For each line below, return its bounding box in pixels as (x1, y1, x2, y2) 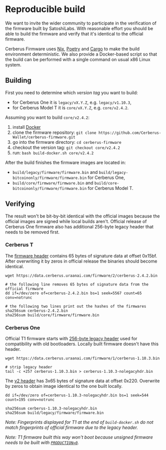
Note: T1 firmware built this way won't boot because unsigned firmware (5, 434, 153, 440)
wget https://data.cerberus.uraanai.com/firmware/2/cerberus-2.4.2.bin (5, 273, 157, 278)
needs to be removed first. (5, 229, 60, 235)
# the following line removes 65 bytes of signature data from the (5, 282, 149, 287)
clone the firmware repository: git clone (12, 129, 96, 135)
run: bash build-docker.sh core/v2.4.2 (12, 149, 94, 156)
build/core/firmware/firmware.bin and (12, 179, 93, 186)
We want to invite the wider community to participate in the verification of (5, 20, 156, 26)
